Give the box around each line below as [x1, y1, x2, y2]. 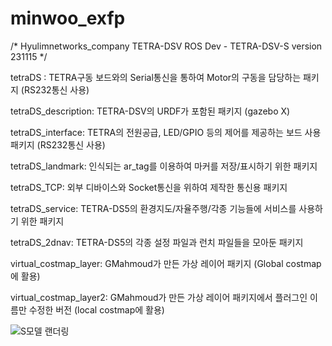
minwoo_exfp [10, 7, 126, 30]
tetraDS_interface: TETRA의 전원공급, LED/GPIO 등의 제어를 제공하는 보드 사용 [10, 126, 322, 138]
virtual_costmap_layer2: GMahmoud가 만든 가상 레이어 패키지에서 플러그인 [10, 291, 308, 303]
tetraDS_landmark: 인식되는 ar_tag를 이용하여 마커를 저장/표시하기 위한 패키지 [10, 160, 318, 172]
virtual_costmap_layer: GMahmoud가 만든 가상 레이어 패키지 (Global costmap [10, 257, 322, 269]
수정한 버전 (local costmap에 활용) [28, 303, 165, 316]
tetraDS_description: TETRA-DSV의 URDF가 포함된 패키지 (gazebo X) [10, 105, 291, 117]
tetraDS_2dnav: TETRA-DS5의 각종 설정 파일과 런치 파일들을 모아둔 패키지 [10, 236, 304, 248]
